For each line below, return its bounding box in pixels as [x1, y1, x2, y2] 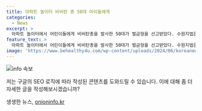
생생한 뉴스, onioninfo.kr [6, 98, 65, 105]
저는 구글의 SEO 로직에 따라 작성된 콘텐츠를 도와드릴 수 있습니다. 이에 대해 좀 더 [6, 77, 193, 85]
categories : [6, 14, 36, 20]
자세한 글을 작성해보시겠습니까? [6, 85, 80, 92]
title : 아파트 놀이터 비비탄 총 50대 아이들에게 [6, 8, 110, 15]
